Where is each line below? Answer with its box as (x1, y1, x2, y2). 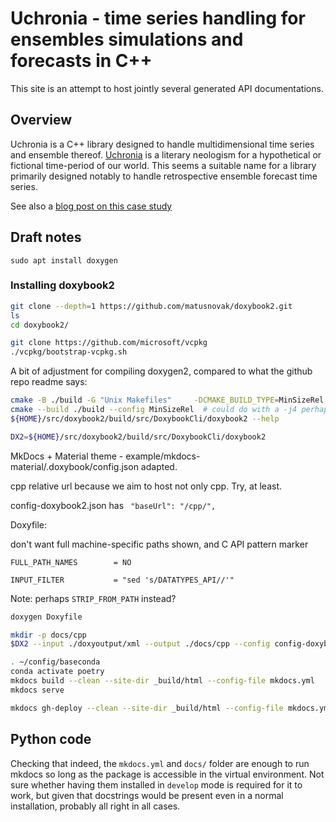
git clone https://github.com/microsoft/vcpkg (10, 338, 208, 348)
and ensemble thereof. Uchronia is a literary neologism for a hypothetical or (10, 148, 322, 161)
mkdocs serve (10, 685, 65, 695)
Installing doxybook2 (10, 278, 115, 292)
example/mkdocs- (125, 450, 201, 462)
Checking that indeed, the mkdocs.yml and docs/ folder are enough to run (10, 757, 310, 769)
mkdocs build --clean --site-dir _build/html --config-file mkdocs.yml (10, 676, 315, 686)
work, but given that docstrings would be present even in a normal (10, 789, 284, 801)
